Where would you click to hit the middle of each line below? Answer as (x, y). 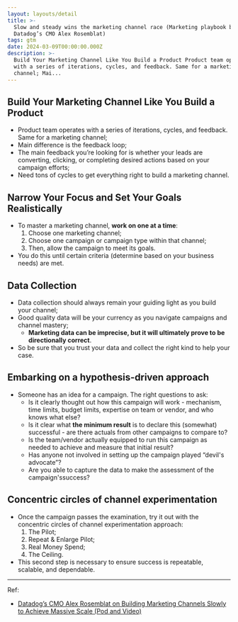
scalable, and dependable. (56, 569)
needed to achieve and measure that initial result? (101, 447)
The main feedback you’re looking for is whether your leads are (110, 152)
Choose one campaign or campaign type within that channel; (117, 241)
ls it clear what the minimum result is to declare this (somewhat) (123, 424)
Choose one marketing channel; (75, 233)
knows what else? (54, 417)
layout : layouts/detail (42, 14)
